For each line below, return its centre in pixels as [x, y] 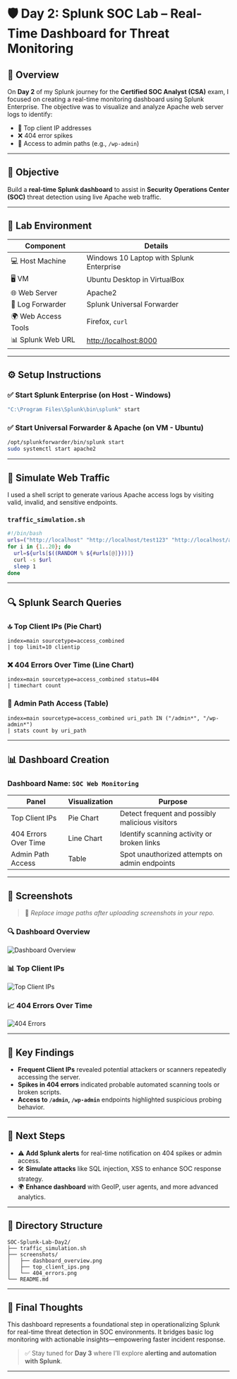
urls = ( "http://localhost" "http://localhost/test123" [88, 540]
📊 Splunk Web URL [43, 339]
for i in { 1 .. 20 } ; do [39, 547]
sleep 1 [25, 566]
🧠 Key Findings [41, 1052]
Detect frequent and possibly [168, 813]
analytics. [31, 1196]
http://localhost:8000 [122, 341]
